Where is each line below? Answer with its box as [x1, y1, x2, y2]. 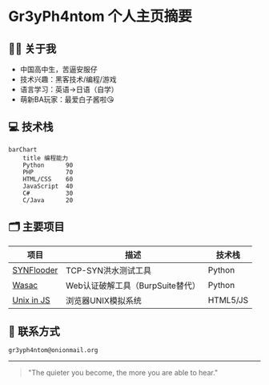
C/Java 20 [22, 196, 74, 205]
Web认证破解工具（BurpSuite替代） [65, 280, 200, 291]
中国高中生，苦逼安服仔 [19, 65, 98, 74]
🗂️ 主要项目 [8, 220, 66, 233]
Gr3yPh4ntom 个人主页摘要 [8, 7, 192, 26]
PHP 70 [22, 168, 74, 176]
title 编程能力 [22, 154, 69, 162]
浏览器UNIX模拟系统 [65, 294, 143, 306]
